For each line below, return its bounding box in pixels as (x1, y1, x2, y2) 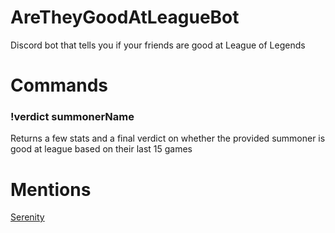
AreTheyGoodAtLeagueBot (10, 6, 240, 29)
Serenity (10, 211, 45, 223)
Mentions (10, 178, 92, 201)
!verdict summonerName (10, 110, 135, 124)
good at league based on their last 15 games (10, 143, 193, 155)
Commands (10, 74, 109, 97)
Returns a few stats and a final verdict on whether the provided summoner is (10, 132, 326, 145)
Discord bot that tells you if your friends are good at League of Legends (10, 39, 306, 51)
